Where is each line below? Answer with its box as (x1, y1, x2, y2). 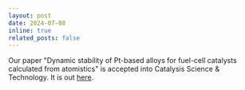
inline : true (8, 26, 52, 34)
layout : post (8, 11, 52, 20)
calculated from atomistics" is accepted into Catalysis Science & (8, 65, 220, 74)
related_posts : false (8, 33, 81, 42)
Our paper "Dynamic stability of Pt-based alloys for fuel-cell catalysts (8, 56, 237, 65)
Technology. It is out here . (8, 72, 94, 82)
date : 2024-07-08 (8, 19, 66, 27)
